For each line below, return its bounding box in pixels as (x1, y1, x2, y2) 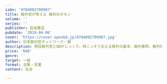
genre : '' (5, 53, 26, 58)
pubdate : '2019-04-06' (5, 30, 52, 35)
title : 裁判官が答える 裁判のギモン (5, 12, 71, 17)
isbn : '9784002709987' (5, 7, 52, 12)
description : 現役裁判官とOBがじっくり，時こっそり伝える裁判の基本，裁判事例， (5, 44, 153, 49)
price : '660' (5, 48, 32, 53)
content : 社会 (5, 67, 33, 72)
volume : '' (5, 16, 28, 21)
